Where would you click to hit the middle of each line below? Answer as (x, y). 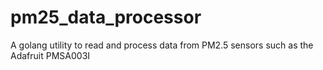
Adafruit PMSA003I (50, 55)
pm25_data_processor (106, 17)
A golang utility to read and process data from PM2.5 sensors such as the (162, 45)
